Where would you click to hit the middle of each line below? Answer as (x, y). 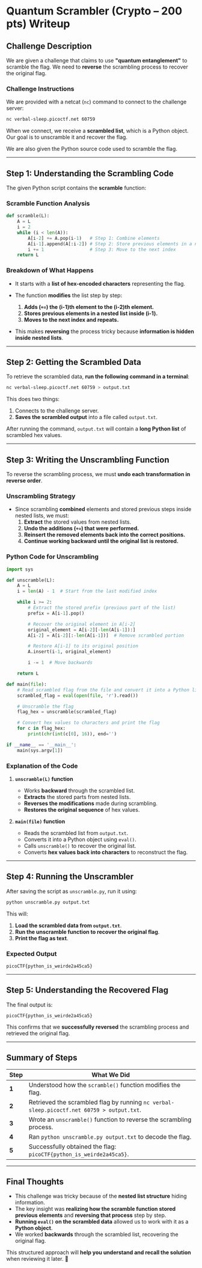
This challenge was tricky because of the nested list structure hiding (101, 1196)
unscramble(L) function (44, 779)
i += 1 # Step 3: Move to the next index (102, 250)
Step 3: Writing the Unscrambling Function (88, 460)
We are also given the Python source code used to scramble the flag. (92, 149)
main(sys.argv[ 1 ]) (40, 750)
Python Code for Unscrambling (53, 557)
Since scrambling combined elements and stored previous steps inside (103, 509)
